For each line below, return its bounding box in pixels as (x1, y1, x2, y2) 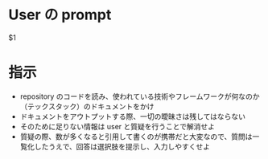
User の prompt (8, 6, 112, 24)
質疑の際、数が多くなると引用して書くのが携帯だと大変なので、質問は (19, 132, 253, 141)
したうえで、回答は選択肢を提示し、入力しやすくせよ (34, 141, 211, 151)
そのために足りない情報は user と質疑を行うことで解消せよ (19, 121, 216, 131)
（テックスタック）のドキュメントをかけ (19, 101, 155, 111)
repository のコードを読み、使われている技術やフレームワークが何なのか (19, 92, 260, 101)
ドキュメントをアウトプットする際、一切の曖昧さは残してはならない (19, 112, 246, 121)
